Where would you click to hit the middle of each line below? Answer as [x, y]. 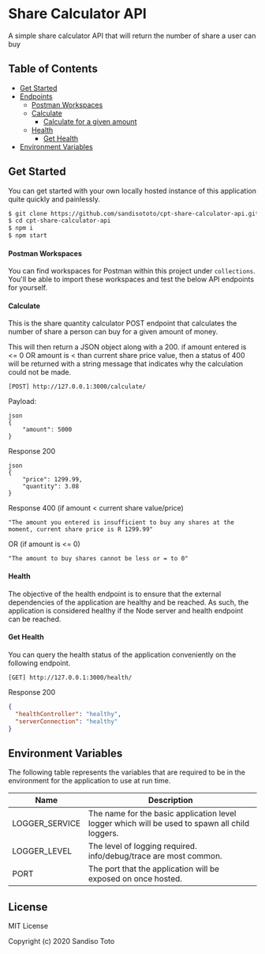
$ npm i [21, 228]
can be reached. [35, 619]
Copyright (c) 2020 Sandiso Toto [62, 941]
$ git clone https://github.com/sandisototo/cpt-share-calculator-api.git [134, 213]
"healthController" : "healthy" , [69, 714]
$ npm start [28, 236]
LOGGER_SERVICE [47, 824]
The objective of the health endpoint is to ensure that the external [115, 594]
